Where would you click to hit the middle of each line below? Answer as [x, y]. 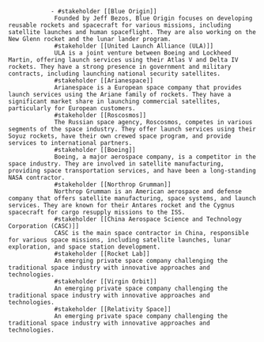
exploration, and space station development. [84, 247]
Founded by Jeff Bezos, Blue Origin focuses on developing [153, 18]
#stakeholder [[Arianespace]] [104, 81]
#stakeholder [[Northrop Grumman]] [113, 184]
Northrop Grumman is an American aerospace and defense [148, 192]
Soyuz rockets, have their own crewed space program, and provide [120, 136]
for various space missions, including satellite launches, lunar [120, 240]
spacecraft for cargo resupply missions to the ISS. [97, 212]
